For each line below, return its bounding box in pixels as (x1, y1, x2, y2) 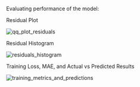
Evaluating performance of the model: (6, 5, 99, 12)
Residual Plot (6, 17, 39, 23)
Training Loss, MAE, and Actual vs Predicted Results (6, 63, 135, 70)
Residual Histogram (6, 40, 54, 46)
